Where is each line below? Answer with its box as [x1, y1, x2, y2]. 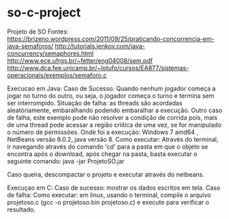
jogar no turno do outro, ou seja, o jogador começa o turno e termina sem [7, 91, 215, 100]
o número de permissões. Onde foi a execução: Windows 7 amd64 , [7, 128, 199, 136]
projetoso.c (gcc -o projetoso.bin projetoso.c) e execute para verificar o [7, 198, 210, 206]
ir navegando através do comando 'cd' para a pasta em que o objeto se [7, 142, 208, 151]
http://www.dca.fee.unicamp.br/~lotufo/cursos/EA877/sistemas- [7, 64, 189, 72]
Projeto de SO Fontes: [7, 27, 69, 36]
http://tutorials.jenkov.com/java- [54, 42, 146, 50]
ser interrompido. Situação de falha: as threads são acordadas [7, 99, 183, 107]
